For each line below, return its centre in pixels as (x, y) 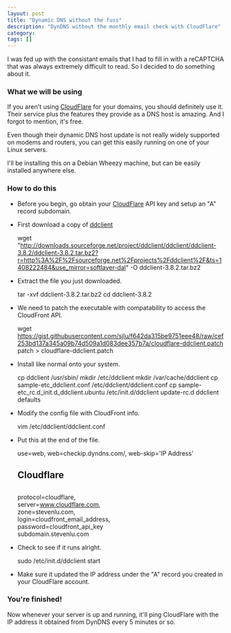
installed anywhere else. (41, 171)
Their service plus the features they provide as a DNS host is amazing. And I (116, 114)
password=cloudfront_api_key (60, 526)
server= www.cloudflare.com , (59, 504)
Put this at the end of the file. (58, 440)
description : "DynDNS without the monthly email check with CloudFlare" (114, 26)
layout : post (26, 14)
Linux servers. (27, 150)
